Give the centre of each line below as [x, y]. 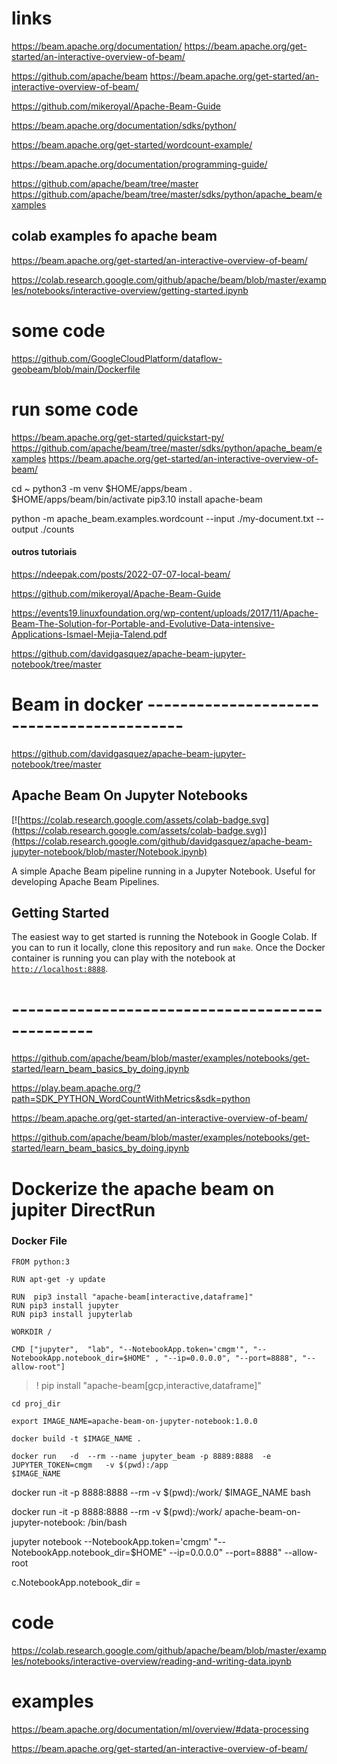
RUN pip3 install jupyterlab [72, 1314]
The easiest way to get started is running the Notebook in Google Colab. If [164, 937]
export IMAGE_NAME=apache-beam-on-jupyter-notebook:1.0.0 [134, 1421]
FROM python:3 [41, 1262]
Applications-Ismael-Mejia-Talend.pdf [89, 634]
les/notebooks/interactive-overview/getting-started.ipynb [130, 290]
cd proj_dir [36, 1403]
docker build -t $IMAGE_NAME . [76, 1438]
